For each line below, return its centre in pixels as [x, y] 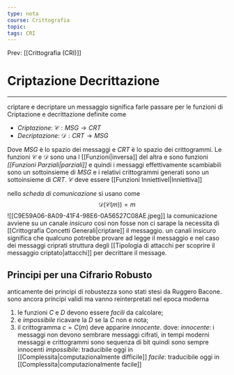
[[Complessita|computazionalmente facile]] [79, 364]
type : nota [23, 14]
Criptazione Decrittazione [84, 81]
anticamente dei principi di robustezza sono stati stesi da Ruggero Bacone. [115, 291]
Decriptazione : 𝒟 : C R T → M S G [63, 136]
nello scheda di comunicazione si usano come [74, 194]
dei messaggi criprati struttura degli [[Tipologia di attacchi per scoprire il [111, 245]
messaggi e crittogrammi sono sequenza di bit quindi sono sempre [113, 342]
